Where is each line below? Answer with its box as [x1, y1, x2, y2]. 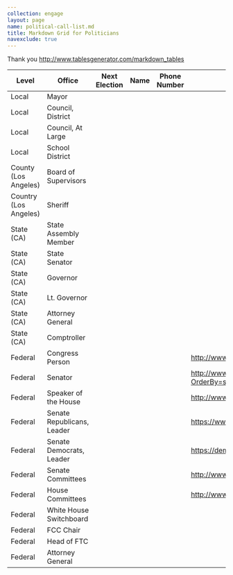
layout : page [7, 17, 45, 24]
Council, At [46, 123, 83, 132]
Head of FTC [46, 537, 89, 547]
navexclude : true [7, 36, 58, 43]
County [10, 163, 35, 173]
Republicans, [46, 417, 89, 427]
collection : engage [7, 10, 64, 17]
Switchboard [46, 514, 89, 524]
